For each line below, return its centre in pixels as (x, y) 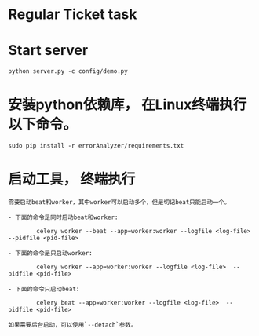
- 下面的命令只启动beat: (44, 289)
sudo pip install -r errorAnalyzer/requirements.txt (96, 146)
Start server (48, 51)
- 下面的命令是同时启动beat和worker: (63, 217)
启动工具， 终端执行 (72, 179)
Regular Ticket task (73, 15)
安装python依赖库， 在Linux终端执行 (128, 105)
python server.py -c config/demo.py (68, 71)
